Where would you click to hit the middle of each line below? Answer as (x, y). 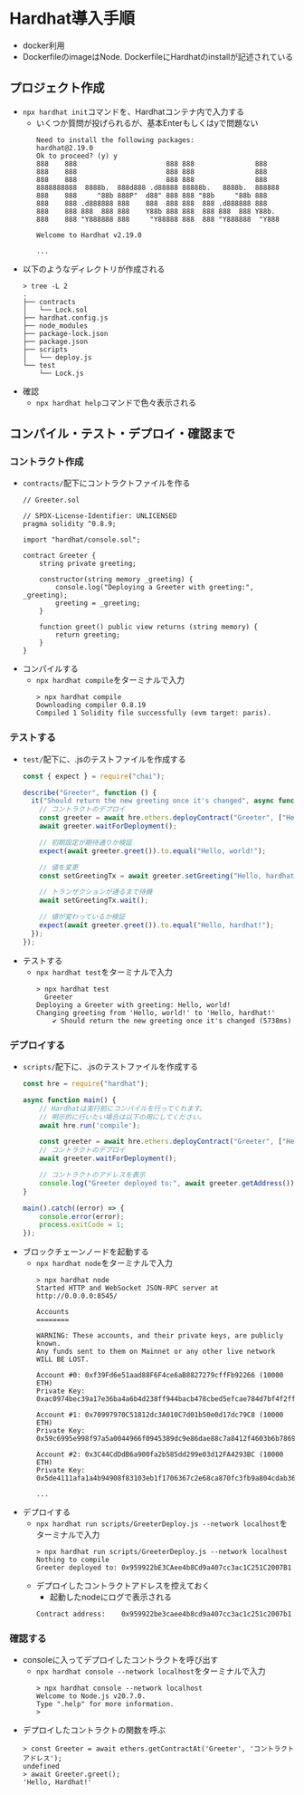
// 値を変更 (59, 867)
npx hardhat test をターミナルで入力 (104, 972)
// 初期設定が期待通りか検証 (86, 842)
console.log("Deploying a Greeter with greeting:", (155, 588)
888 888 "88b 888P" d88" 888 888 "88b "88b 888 (152, 196)
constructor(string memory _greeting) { (116, 580)
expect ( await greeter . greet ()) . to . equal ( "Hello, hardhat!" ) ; (157, 926)
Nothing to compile (73, 1560)
